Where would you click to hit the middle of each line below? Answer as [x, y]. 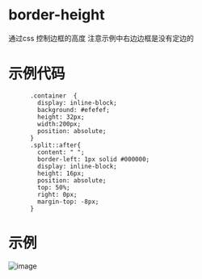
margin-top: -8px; [68, 202]
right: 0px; [58, 194]
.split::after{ [55, 145]
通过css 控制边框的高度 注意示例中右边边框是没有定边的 [101, 38]
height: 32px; [61, 117]
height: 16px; [61, 173]
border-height [57, 15]
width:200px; [59, 124]
